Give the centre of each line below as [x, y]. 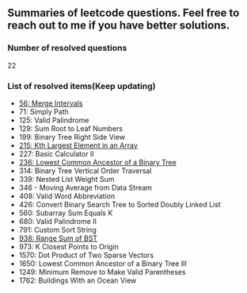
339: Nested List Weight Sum [66, 179]
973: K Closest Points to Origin [69, 246]
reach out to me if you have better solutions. [119, 26]
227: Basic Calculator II [56, 153]
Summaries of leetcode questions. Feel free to [123, 13]
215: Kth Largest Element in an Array [78, 145]
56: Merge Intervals [51, 103]
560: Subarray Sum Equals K [66, 213]
